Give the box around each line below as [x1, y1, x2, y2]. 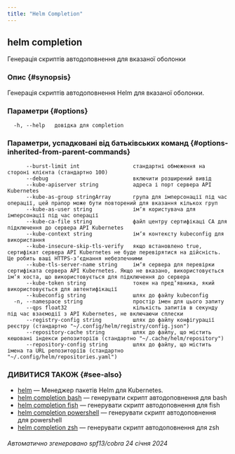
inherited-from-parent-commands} [7, 147, 131, 157]
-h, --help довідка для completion [13, 122, 124, 129]
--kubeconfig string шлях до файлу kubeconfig [25, 292, 209, 299]
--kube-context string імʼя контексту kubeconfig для [25, 231, 224, 238]
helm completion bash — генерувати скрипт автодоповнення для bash [17, 393, 227, 401]
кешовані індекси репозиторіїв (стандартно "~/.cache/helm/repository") [7, 335, 224, 342]
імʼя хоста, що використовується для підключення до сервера [7, 273, 190, 281]
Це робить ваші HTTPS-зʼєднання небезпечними [7, 255, 142, 262]
